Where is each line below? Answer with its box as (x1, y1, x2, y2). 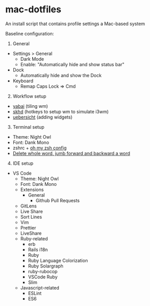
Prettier (20, 224, 36, 231)
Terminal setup (12, 124, 45, 130)
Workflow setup (12, 93, 47, 99)
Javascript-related (20, 284, 60, 291)
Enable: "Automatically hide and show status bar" (20, 61, 124, 67)
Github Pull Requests (35, 197, 80, 203)
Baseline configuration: (5, 30, 54, 36)
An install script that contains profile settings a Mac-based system (5, 21, 145, 27)
